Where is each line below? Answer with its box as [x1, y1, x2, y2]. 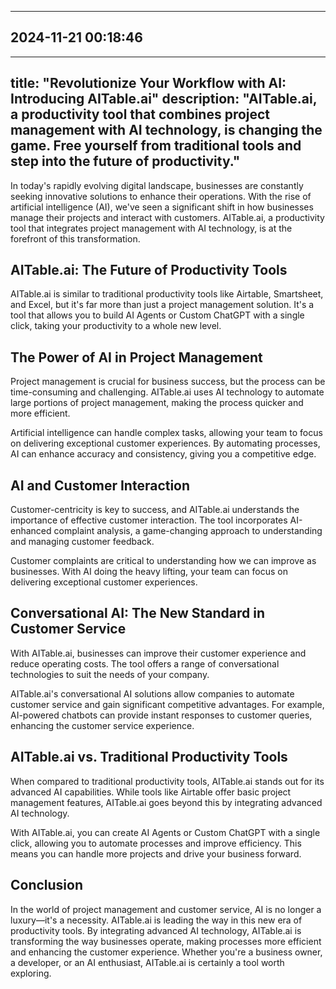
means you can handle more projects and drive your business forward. [10, 847, 302, 860]
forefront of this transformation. [10, 232, 141, 245]
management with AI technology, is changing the [10, 122, 323, 139]
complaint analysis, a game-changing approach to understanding [53, 525, 323, 537]
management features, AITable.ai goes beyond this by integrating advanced [10, 796, 323, 808]
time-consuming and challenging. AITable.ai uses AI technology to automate [10, 386, 325, 398]
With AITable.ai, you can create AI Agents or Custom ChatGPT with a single [10, 826, 321, 838]
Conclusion [10, 877, 84, 894]
